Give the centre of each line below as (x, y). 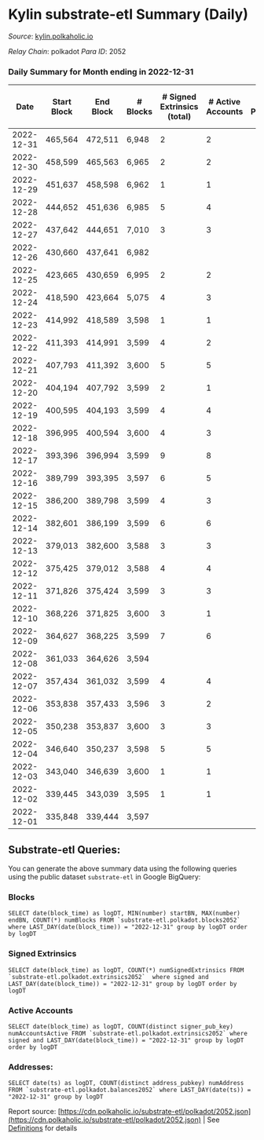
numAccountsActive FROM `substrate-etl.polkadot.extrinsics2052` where (128, 1033)
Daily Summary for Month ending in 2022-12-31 (101, 71)
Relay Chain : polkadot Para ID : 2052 (67, 51)
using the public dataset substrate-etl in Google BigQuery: (104, 877)
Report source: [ (35, 1112)
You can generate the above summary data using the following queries (123, 868)
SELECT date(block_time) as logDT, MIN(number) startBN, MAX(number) (125, 913)
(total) (179, 117)
